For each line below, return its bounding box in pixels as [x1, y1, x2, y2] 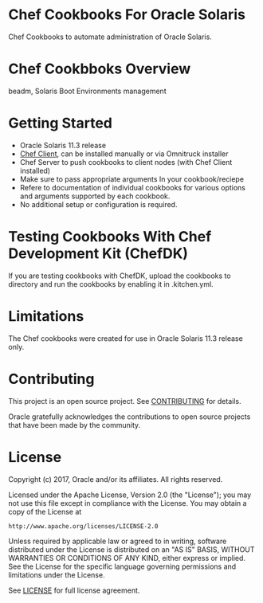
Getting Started [8, 114, 113, 132]
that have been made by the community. [8, 420, 141, 429]
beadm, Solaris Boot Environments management [8, 86, 167, 96]
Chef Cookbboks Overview [8, 60, 191, 78]
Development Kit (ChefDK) [8, 245, 189, 262]
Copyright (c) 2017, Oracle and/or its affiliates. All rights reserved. [8, 474, 223, 484]
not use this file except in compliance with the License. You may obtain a [8, 498, 247, 507]
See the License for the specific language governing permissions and [8, 562, 237, 571]
